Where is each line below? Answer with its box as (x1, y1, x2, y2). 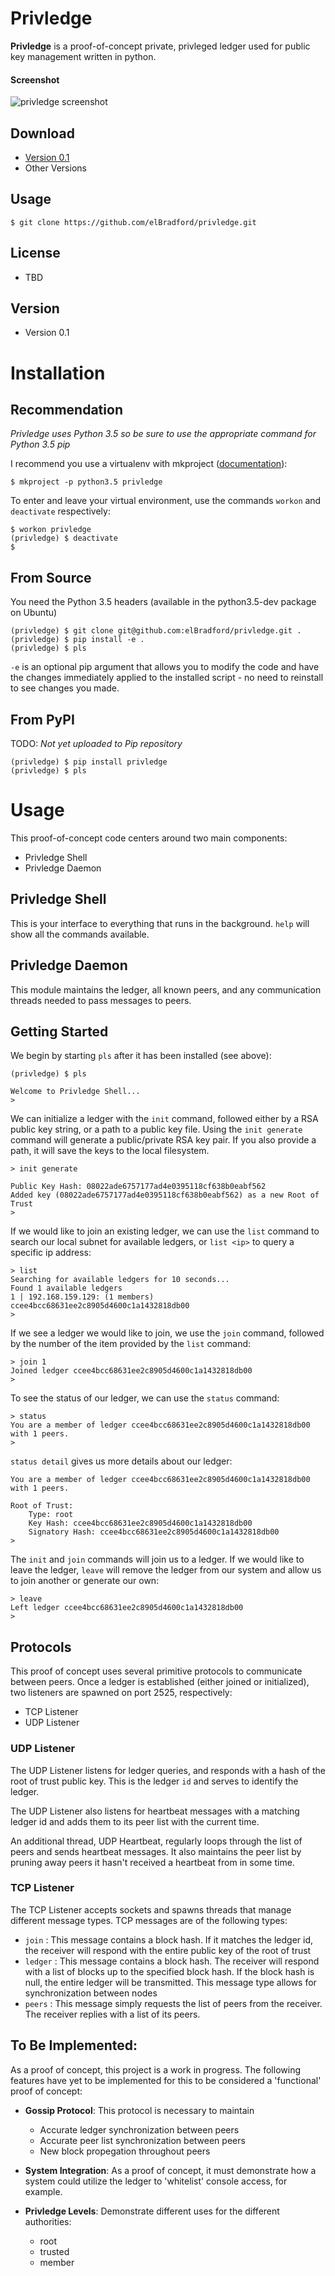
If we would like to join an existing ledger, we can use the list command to (10, 1225, 320, 1237)
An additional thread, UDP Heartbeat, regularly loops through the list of (10, 1835, 303, 1847)
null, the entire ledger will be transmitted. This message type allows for (24, 1976, 317, 1988)
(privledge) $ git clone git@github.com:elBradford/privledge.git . (10, 626, 302, 636)
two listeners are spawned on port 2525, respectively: (10, 1687, 233, 1699)
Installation (10, 362, 106, 384)
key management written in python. (10, 50, 157, 62)
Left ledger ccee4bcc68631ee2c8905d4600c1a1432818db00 (10, 1603, 244, 1613)
